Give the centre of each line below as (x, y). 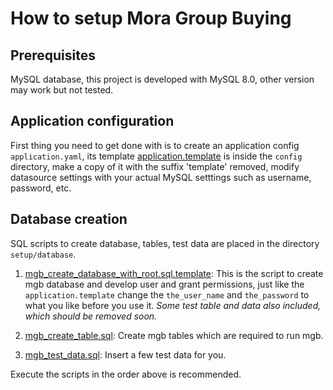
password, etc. (41, 188)
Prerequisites (53, 55)
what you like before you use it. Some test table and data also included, (173, 305)
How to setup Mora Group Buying (151, 18)
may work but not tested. (62, 90)
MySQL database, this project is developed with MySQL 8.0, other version (162, 79)
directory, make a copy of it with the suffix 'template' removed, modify (155, 166)
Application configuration (92, 121)
